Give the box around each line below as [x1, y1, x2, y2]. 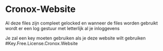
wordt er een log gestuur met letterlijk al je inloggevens [5, 25, 120, 31]
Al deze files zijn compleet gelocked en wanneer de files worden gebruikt [5, 20, 158, 26]
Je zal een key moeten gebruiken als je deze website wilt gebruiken [5, 35, 146, 41]
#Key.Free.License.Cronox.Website [5, 40, 78, 46]
